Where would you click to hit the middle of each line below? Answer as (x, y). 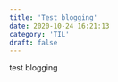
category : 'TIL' (39, 34)
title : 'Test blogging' (54, 17)
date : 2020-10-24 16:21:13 (59, 26)
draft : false (34, 42)
